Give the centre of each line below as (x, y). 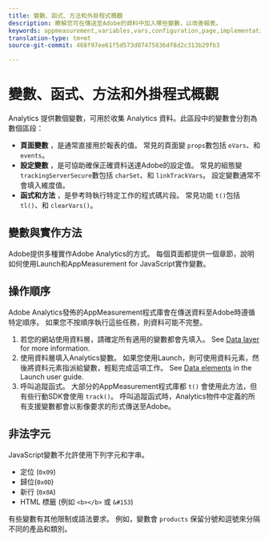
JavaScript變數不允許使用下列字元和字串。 (79, 455)
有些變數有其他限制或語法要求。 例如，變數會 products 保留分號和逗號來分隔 (134, 519)
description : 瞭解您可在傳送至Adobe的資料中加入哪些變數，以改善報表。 (115, 23)
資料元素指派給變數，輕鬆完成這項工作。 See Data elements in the (143, 367)
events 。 (34, 155)
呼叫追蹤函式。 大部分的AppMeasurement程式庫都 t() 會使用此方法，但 (139, 386)
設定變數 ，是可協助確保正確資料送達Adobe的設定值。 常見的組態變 (131, 166)
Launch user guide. (52, 376)
